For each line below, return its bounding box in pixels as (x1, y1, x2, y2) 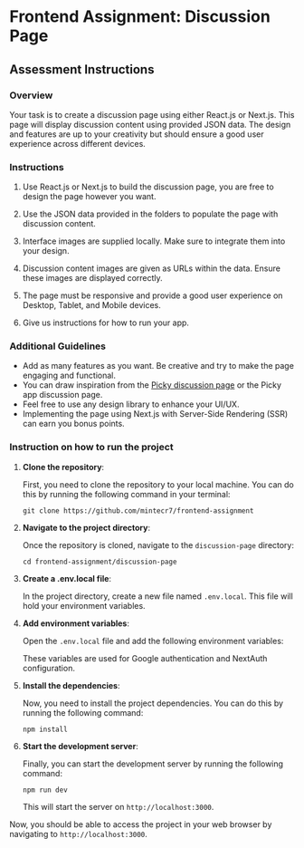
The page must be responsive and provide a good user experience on (22, 290, 283, 301)
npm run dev (22, 785, 68, 795)
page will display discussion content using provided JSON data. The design (9, 119, 291, 130)
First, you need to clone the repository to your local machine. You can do (22, 478, 294, 490)
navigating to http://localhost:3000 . (9, 828, 147, 839)
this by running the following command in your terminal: (22, 488, 231, 499)
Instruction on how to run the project (9, 441, 174, 454)
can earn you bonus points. (22, 419, 125, 429)
